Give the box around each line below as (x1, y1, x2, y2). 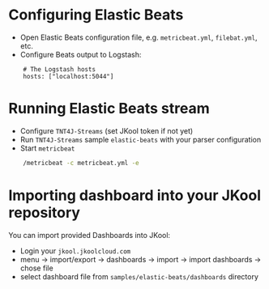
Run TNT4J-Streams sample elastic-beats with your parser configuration (19, 134, 262, 144)
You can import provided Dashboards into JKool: (8, 230, 171, 240)
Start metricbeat (19, 143, 75, 153)
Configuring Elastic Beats (8, 6, 184, 24)
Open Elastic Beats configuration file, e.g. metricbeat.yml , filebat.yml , (19, 32, 258, 42)
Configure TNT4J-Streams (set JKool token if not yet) (19, 125, 194, 135)
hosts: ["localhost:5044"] (23, 72, 114, 80)
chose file (19, 263, 54, 273)
